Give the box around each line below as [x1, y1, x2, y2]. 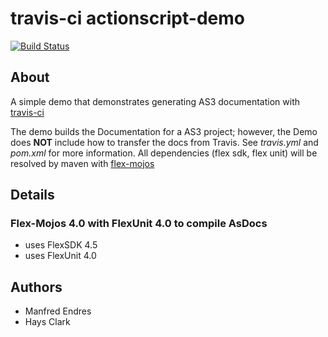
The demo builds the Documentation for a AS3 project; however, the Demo [10, 125, 318, 137]
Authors [10, 278, 63, 296]
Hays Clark [24, 316, 71, 328]
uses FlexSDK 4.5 [24, 239, 98, 251]
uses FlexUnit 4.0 [24, 250, 97, 262]
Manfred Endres [24, 305, 92, 317]
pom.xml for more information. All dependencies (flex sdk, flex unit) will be [10, 147, 318, 159]
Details [10, 187, 55, 204]
